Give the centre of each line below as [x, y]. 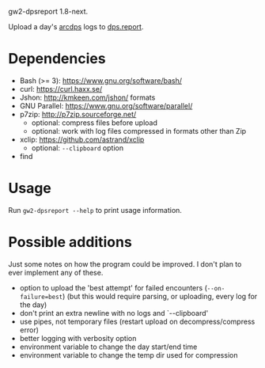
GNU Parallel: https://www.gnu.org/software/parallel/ [106, 105]
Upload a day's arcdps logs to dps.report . [76, 27]
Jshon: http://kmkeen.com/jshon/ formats [87, 97]
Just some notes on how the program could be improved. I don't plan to [125, 264]
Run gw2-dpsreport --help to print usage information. [95, 210]
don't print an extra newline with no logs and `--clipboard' [114, 313]
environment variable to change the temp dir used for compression [129, 355]
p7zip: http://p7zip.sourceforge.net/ [78, 114]
